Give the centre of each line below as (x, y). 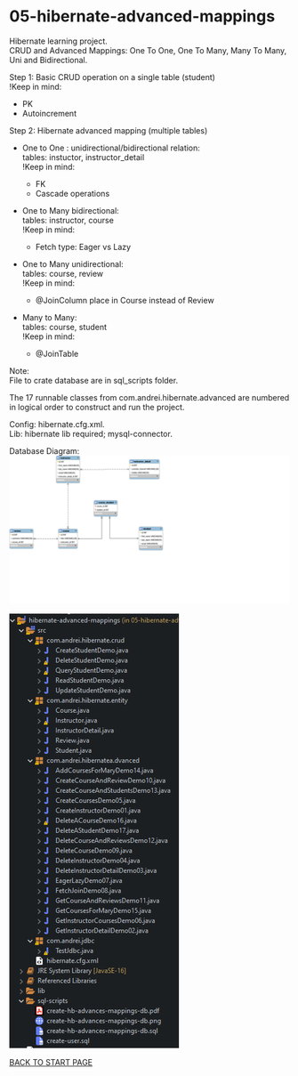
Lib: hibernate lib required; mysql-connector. (91, 433)
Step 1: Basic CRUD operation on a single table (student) (113, 77)
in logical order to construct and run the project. (97, 407)
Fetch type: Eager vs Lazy (83, 247)
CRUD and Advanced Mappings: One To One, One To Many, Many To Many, (148, 50)
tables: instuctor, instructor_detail (83, 157)
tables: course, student (64, 327)
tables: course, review (63, 273)
